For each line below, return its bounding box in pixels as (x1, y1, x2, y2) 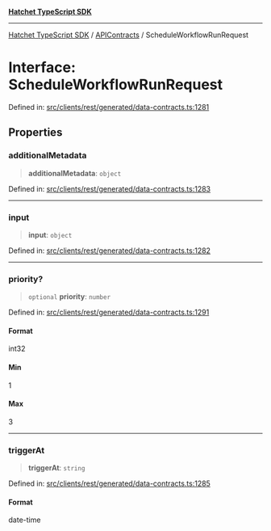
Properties (8, 125, 63, 140)
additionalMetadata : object (27, 168, 122, 178)
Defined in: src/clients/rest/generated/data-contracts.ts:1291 (8, 307, 210, 318)
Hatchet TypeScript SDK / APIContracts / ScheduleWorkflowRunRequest (8, 30, 248, 40)
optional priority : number (27, 292, 111, 301)
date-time (8, 515, 41, 525)
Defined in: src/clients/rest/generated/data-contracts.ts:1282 (8, 246, 211, 255)
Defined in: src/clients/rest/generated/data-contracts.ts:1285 (8, 478, 211, 488)
